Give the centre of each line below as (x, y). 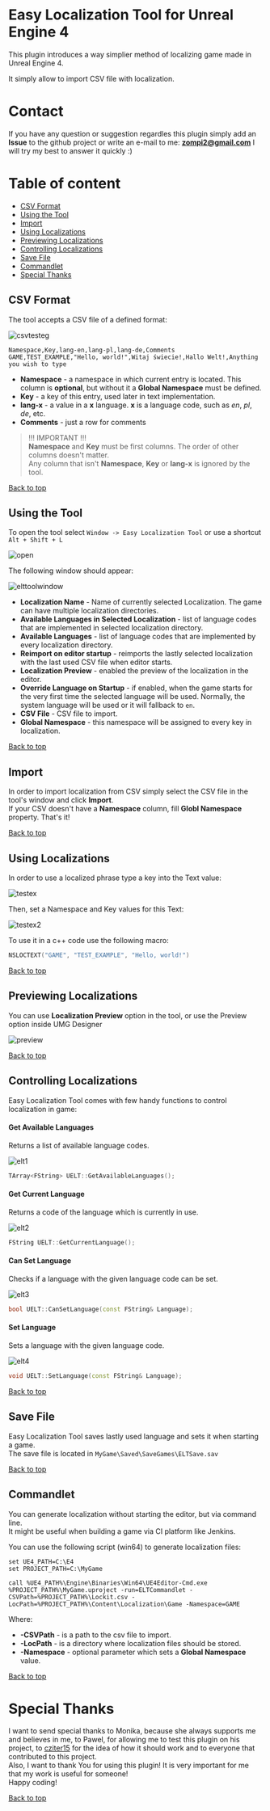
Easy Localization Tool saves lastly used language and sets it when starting (133, 1436)
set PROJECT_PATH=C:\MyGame (56, 1569)
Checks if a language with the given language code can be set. (113, 1278)
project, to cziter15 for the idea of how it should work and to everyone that (132, 1748)
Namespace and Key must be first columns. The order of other (133, 446)
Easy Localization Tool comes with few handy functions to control (118, 1100)
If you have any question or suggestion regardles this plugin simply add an (133, 133)
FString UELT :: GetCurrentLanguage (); (72, 1242)
